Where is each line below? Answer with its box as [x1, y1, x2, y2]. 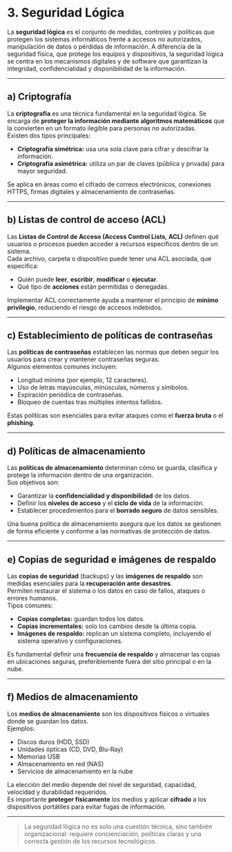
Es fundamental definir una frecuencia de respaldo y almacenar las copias [7, 650, 220, 658]
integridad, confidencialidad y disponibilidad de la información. [7, 64, 186, 73]
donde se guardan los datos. [7, 717, 88, 725]
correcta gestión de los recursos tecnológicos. [23, 837, 157, 845]
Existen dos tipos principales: [7, 131, 91, 140]
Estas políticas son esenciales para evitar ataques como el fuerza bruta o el [7, 411, 224, 419]
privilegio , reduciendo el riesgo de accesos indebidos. [7, 303, 163, 312]
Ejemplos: [7, 724, 36, 732]
